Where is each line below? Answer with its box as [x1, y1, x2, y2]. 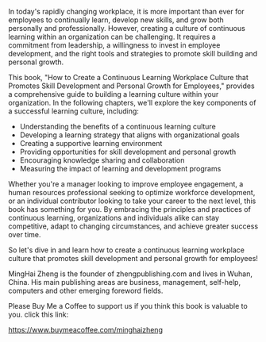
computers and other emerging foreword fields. [8, 286, 164, 295]
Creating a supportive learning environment [19, 139, 163, 148]
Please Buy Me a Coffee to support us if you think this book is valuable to [8, 302, 248, 310]
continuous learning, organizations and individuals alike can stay [8, 213, 220, 222]
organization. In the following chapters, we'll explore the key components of [8, 98, 256, 107]
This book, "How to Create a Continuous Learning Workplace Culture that [8, 73, 249, 82]
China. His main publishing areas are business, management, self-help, [8, 278, 241, 286]
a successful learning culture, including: [8, 106, 139, 116]
